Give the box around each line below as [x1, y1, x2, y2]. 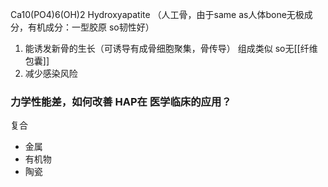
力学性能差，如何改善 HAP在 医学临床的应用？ [10, 94, 232, 108]
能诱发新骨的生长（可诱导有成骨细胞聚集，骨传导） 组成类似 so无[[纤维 [24, 43, 318, 54]
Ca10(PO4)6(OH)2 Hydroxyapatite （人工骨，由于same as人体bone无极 [10, 9, 305, 20]
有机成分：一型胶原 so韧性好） [27, 21, 155, 33]
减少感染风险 [24, 68, 78, 79]
